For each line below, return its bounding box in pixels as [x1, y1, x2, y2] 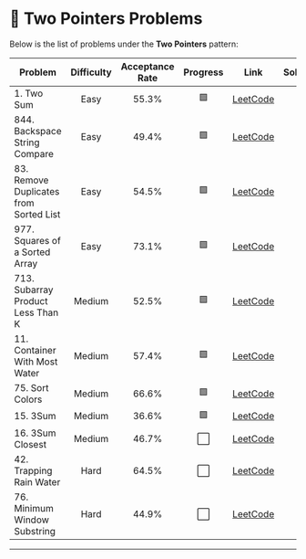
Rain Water [14, 475, 61, 488]
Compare [14, 147, 55, 160]
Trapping [14, 464, 53, 477]
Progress [183, 66, 224, 79]
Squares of [14, 234, 61, 247]
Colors [14, 393, 43, 406]
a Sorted [14, 246, 51, 258]
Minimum [14, 501, 55, 514]
